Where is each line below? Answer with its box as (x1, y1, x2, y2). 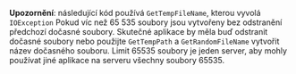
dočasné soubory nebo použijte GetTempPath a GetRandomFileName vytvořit (9, 36, 280, 46)
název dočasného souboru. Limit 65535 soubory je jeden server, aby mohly (9, 45, 288, 56)
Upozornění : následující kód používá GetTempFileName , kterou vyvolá (9, 8, 261, 18)
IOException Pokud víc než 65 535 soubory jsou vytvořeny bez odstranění (9, 17, 283, 28)
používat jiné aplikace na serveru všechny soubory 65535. (9, 55, 225, 65)
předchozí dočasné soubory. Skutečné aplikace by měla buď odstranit (9, 27, 268, 37)
